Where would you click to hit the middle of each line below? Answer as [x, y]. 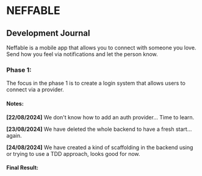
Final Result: [22, 167]
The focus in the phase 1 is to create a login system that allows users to [96, 83]
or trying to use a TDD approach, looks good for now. [73, 153]
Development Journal [48, 33]
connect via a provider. [35, 90]
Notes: [15, 104]
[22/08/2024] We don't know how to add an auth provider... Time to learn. [100, 117]
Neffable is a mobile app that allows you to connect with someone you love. [101, 48]
